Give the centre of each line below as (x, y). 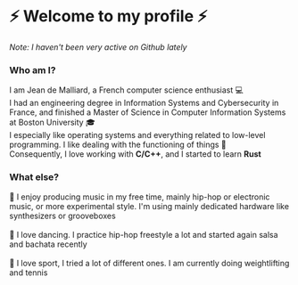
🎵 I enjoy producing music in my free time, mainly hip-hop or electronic (140, 197)
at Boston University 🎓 (52, 122)
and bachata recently (48, 244)
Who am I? (33, 69)
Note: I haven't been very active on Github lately (98, 47)
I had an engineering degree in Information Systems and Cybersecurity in (144, 103)
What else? (34, 177)
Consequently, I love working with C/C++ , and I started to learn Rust (135, 154)
